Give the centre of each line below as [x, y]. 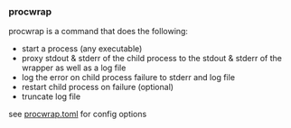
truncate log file [51, 96]
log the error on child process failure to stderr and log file [128, 78]
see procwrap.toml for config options [78, 114]
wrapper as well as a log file [74, 68]
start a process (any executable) [82, 49]
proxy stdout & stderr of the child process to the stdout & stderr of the [151, 59]
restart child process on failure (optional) [97, 87]
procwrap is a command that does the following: [99, 32]
